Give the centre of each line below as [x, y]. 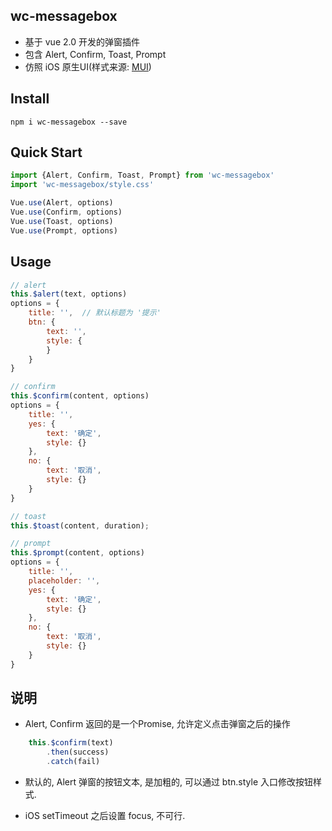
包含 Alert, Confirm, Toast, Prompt [95, 54]
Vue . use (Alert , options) [62, 203]
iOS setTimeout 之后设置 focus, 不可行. [105, 816]
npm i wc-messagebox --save [69, 122]
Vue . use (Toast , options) [62, 221]
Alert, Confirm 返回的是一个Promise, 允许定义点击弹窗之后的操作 [157, 724]
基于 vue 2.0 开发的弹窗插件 [82, 41]
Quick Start [46, 152]
